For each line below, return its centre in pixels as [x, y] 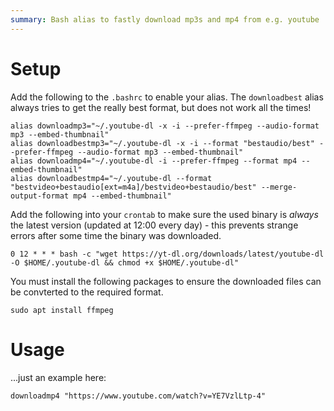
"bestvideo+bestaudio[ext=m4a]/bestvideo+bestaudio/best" [133, 187]
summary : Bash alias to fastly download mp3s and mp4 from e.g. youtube [165, 19]
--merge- [279, 187]
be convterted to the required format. [87, 292]
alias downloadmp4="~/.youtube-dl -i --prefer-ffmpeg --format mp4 [154, 161]
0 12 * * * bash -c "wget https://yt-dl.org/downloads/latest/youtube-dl [167, 254]
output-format [40, 196]
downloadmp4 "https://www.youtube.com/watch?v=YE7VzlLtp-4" [138, 396]
